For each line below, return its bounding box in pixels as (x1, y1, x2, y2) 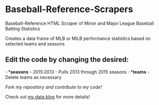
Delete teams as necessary (5, 74, 62, 80)
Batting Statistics (5, 25, 40, 31)
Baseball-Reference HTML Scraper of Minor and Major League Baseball (5, 20, 154, 26)
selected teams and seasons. (5, 40, 66, 46)
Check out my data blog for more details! (5, 93, 90, 99)
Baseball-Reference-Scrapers (5, 4, 133, 15)
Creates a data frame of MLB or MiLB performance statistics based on (5, 35, 151, 41)
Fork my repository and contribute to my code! (5, 84, 102, 90)
